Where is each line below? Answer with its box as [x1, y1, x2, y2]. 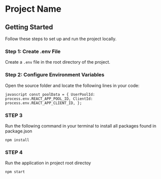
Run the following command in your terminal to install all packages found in [5, 123, 157, 129]
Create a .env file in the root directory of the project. [5, 59, 111, 65]
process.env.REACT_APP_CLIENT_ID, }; [5, 100, 82, 106]
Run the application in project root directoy [5, 160, 92, 166]
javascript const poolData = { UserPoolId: [5, 92, 95, 97]
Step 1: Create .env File [5, 48, 61, 55]
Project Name [5, 3, 62, 15]
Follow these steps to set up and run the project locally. [5, 36, 116, 42]
